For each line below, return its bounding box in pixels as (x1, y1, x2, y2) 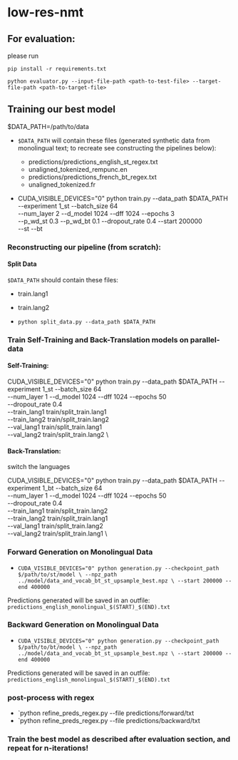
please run (7, 51, 39, 60)
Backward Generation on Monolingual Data (7, 620, 159, 630)
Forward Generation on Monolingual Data (7, 547, 153, 557)
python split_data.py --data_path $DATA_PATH (17, 318, 155, 325)
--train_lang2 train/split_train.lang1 (7, 514, 108, 523)
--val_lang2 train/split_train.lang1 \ (7, 529, 108, 538)
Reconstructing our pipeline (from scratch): (7, 242, 162, 252)
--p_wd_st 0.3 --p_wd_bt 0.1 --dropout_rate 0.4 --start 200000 (17, 217, 203, 225)
